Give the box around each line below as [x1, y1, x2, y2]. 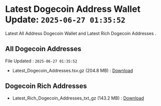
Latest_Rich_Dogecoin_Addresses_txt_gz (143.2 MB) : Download [12, 95, 144, 101]
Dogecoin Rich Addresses [5, 82, 87, 90]
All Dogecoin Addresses [5, 45, 81, 53]
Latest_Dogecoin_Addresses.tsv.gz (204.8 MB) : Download [12, 67, 133, 73]
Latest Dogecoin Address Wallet [5, 3, 141, 15]
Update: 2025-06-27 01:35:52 [5, 14, 126, 25]
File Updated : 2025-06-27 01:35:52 [5, 58, 78, 64]
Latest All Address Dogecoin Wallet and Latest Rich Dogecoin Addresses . [5, 30, 157, 36]
